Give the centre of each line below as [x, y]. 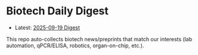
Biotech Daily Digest [58, 11]
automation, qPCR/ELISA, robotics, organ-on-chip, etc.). [75, 45]
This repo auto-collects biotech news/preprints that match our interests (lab [99, 39]
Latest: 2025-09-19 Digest [47, 27]
